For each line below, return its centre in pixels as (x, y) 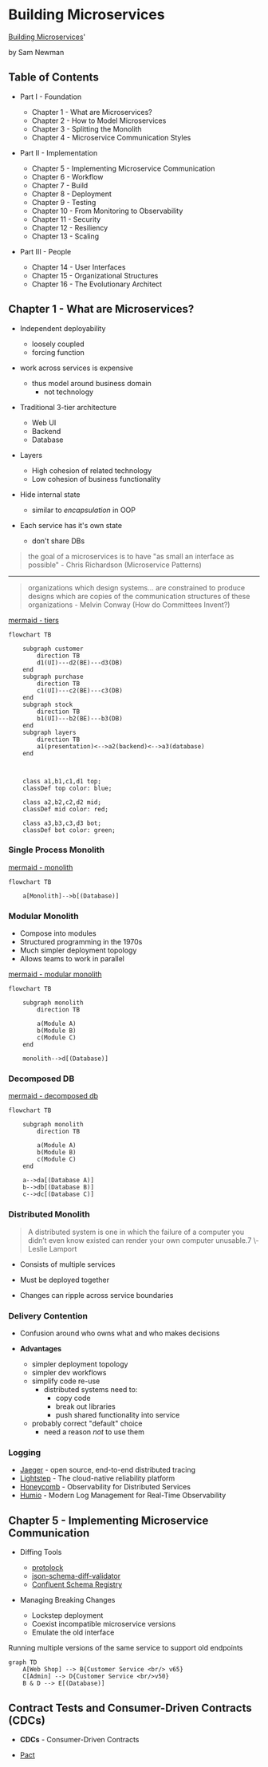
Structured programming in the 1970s (81, 942)
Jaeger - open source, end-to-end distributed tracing (108, 1470)
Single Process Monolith (57, 850)
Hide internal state (50, 494)
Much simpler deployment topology (78, 950)
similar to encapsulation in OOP (83, 510)
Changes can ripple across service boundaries (97, 1295)
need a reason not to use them (94, 1432)
